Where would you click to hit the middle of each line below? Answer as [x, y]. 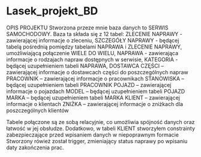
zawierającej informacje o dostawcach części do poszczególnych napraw [97, 72]
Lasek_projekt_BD [52, 11]
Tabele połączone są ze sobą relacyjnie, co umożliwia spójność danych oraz [100, 122]
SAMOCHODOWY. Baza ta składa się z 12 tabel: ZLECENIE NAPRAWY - [94, 34]
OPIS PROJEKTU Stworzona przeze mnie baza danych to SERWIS [87, 28]
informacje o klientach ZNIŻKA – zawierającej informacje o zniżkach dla [95, 104]
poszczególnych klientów [37, 110]
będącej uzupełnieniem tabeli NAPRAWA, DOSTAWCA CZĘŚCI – [85, 66]
